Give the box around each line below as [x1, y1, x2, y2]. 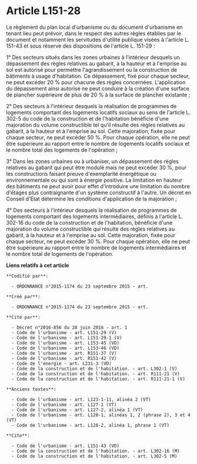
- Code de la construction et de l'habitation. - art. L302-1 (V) [11, 366, 178, 372]
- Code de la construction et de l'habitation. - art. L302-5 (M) [11, 453, 178, 459]
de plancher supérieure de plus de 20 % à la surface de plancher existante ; [6, 91, 191, 98]
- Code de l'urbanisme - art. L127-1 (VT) [11, 402, 117, 408]
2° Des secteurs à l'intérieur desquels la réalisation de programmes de [6, 102, 177, 109]
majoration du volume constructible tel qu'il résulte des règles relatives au [6, 121, 185, 128]
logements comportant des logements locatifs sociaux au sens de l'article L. [6, 109, 191, 116]
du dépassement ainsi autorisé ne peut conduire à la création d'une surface [6, 85, 190, 92]
